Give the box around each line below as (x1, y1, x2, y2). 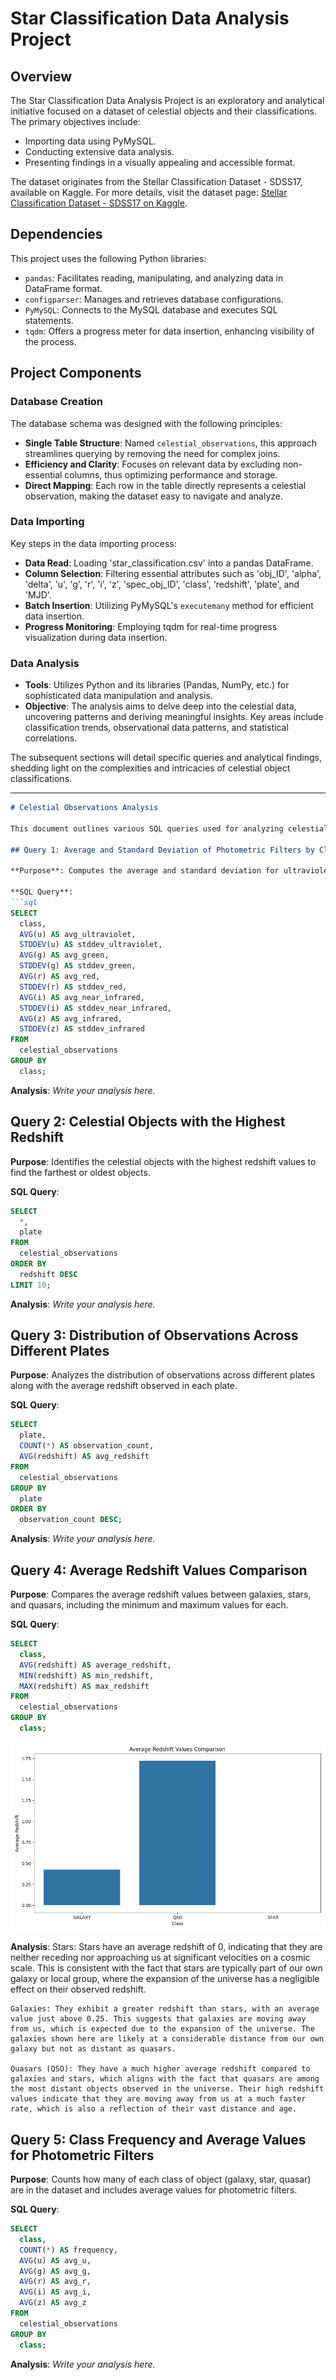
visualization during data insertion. (24, 631, 168, 643)
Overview (10, 68, 73, 85)
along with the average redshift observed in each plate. (10, 1380, 238, 1392)
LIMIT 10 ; (10, 1280, 52, 1290)
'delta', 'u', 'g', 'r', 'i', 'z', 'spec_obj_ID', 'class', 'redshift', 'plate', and (24, 578, 300, 590)
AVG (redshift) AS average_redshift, (19, 1660, 172, 1670)
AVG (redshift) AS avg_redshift (19, 1452, 150, 1462)
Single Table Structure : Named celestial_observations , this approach (24, 437, 318, 449)
